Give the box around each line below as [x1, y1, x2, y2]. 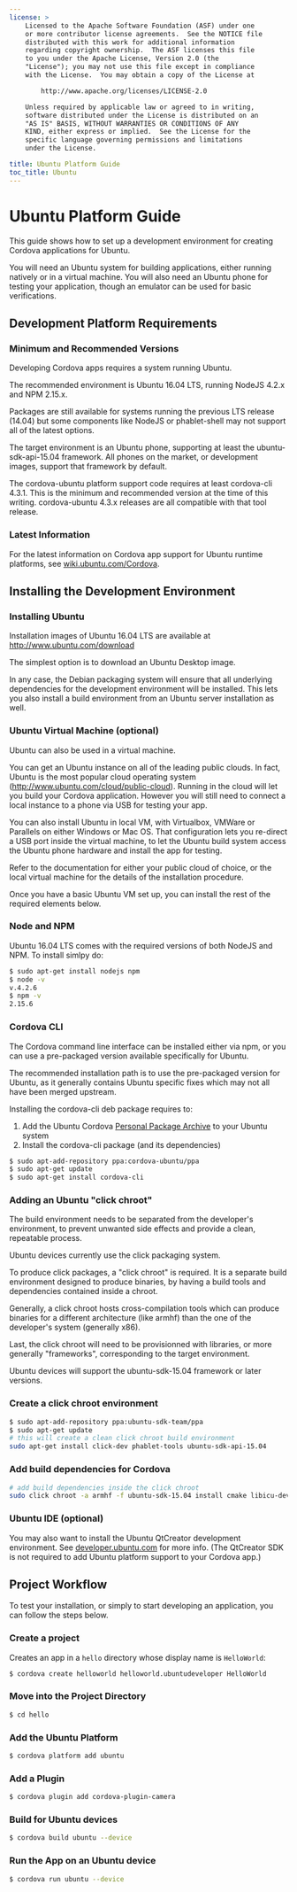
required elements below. [9, 898, 102, 909]
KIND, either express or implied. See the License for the [25, 128, 251, 136]
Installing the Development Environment [9, 584, 236, 599]
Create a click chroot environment [9, 1397, 159, 1409]
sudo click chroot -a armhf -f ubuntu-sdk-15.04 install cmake [9, 1492, 247, 1500]
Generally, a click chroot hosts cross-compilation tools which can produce [9, 1303, 280, 1314]
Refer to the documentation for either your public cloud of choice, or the [9, 862, 272, 872]
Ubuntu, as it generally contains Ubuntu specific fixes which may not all [9, 1077, 270, 1088]
